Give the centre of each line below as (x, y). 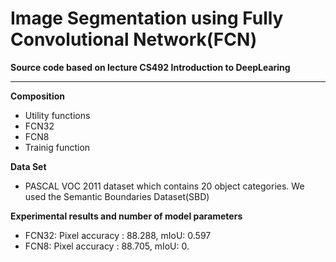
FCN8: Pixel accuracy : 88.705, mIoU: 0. (107, 246)
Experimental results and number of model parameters (126, 216)
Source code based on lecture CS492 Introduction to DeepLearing (150, 67)
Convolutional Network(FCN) (134, 39)
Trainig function (57, 147)
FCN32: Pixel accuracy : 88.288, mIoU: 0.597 (118, 235)
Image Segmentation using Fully (147, 18)
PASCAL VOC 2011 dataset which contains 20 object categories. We (164, 186)
